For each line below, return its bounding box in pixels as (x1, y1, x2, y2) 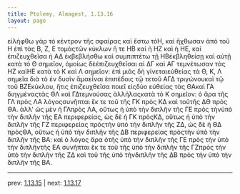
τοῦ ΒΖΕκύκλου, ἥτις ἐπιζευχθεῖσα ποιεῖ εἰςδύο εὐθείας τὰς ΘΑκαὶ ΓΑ (7, 82, 214, 91)
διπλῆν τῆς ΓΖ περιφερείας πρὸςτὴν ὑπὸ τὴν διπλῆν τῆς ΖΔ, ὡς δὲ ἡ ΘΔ (7, 120, 222, 128)
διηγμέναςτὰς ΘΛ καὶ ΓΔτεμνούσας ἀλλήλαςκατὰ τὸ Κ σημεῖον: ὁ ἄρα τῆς (7, 90, 229, 98)
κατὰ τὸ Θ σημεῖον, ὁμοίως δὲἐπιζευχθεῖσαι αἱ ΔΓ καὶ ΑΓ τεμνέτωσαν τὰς (7, 59, 226, 68)
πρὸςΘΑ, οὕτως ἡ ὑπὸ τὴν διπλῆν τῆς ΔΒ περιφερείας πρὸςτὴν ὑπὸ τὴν (7, 128, 220, 136)
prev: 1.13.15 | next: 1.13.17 (7, 178, 81, 187)
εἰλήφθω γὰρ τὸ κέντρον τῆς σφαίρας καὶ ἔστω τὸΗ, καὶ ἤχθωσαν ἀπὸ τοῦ (7, 36, 230, 45)
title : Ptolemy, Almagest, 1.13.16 (7, 10, 114, 18)
